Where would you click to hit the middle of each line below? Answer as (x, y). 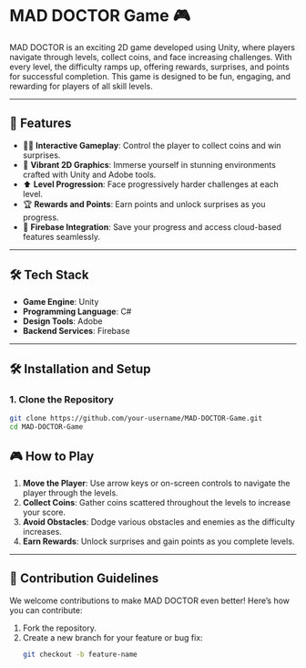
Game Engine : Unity (61, 301)
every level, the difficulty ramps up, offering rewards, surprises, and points (149, 67)
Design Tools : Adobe (62, 321)
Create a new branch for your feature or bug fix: (112, 637)
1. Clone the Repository (61, 399)
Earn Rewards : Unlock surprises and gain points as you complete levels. (158, 541)
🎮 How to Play (52, 457)
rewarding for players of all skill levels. (81, 86)
